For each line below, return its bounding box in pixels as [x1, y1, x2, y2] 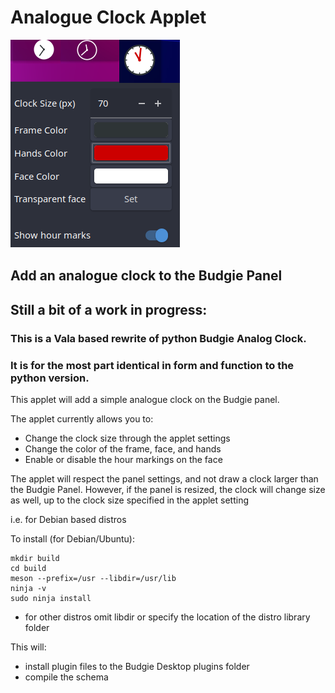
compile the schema [24, 671, 109, 683]
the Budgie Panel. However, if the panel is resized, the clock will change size [10, 483, 326, 495]
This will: [10, 641, 47, 653]
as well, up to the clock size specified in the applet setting [10, 494, 249, 506]
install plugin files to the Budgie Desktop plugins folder [24, 660, 250, 672]
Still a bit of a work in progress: [10, 301, 208, 318]
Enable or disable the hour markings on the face [24, 453, 223, 465]
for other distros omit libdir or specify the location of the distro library [24, 611, 311, 623]
